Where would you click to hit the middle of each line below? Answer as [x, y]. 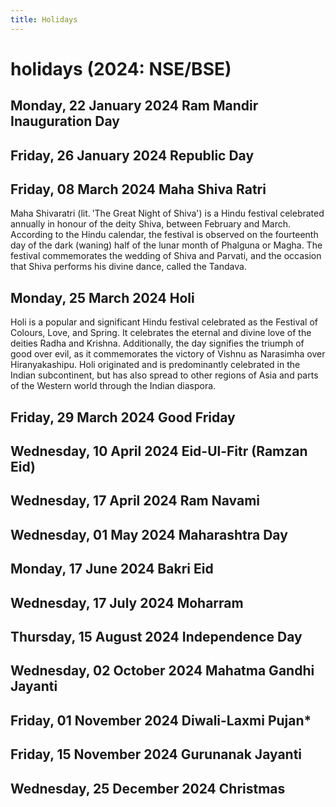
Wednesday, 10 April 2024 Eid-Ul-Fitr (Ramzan [159, 451]
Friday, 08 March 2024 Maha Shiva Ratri [138, 189]
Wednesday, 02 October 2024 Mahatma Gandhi [162, 671]
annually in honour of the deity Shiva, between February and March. [151, 224]
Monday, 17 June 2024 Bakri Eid [112, 569]
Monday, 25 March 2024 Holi [102, 297]
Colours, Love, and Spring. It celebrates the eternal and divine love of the [161, 333]
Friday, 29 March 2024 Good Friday [123, 417]
